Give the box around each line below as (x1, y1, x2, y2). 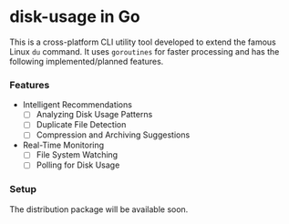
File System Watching (36, 149, 119, 160)
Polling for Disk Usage (36, 159, 120, 170)
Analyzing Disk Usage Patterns (36, 109, 153, 120)
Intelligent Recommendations (22, 99, 132, 110)
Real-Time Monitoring (22, 139, 105, 151)
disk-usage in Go (9, 6, 140, 27)
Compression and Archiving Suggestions (36, 129, 191, 140)
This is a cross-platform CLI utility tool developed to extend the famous (9, 36, 276, 47)
